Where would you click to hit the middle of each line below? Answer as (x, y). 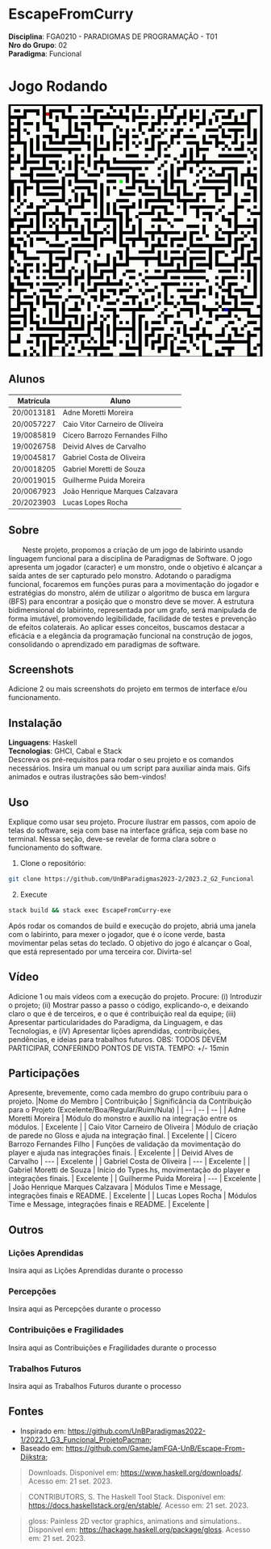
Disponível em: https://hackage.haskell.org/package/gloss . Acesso (139, 1530)
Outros (26, 1230)
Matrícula (34, 401)
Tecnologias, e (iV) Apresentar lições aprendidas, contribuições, (115, 1031)
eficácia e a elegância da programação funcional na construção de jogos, (131, 635)
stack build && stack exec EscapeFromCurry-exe (90, 910)
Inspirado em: (43, 1431)
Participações (44, 1073)
